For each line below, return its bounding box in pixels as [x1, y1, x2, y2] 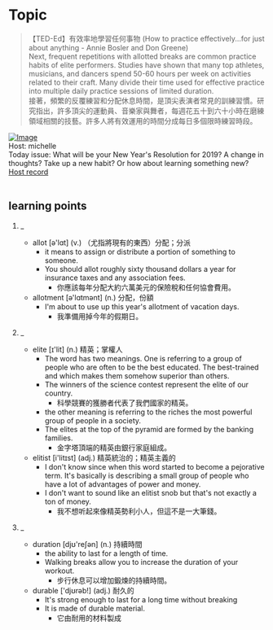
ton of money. [44, 497, 92, 506]
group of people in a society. [44, 415, 141, 425]
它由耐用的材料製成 [56, 613, 122, 623]
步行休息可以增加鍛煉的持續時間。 [56, 575, 172, 585]
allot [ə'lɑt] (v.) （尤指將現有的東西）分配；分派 [32, 238, 192, 247]
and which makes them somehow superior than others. [44, 370, 230, 380]
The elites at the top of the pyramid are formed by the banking [44, 424, 254, 434]
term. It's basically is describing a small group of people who [44, 470, 249, 480]
